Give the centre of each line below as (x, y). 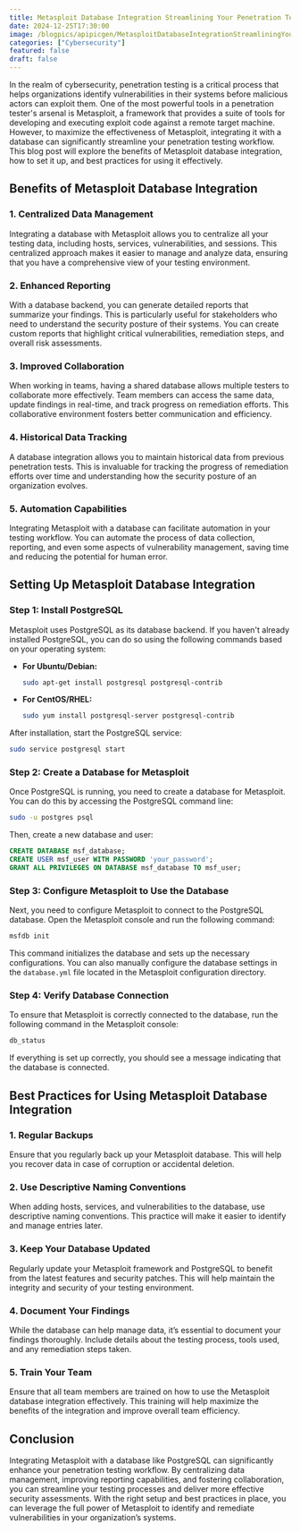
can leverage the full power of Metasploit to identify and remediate (132, 1508)
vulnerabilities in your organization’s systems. (93, 1518)
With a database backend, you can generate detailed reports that (129, 304)
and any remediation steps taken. (71, 1349)
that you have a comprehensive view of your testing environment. (130, 262)
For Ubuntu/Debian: (60, 666)
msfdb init (29, 936)
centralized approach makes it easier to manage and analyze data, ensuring (149, 252)
